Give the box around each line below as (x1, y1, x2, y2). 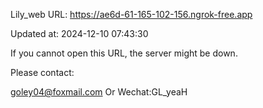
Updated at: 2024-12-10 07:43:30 (10, 28, 149, 39)
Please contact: (10, 67, 75, 78)
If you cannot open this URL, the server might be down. (10, 47, 238, 59)
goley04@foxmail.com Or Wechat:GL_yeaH (10, 86, 188, 98)
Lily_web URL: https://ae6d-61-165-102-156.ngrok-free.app (10, 9, 253, 20)
